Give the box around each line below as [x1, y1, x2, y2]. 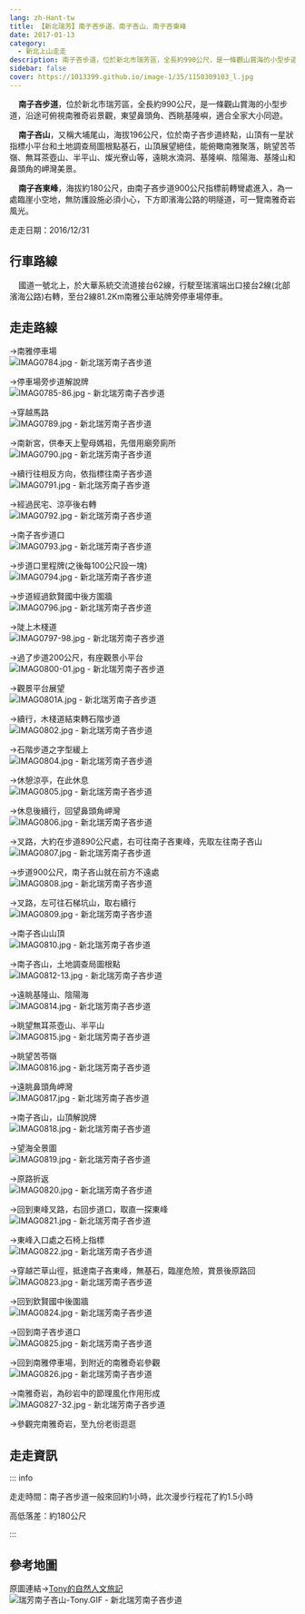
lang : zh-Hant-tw [9, 13, 75, 23]
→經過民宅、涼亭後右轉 [9, 499, 97, 510]
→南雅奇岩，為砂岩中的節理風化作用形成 [9, 1388, 161, 1399]
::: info [9, 1472, 34, 1483]
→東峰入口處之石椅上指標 [9, 1234, 105, 1245]
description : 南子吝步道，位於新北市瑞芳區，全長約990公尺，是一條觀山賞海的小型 [9, 55, 284, 64]
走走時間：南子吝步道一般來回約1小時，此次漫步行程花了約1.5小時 [9, 1491, 254, 1502]
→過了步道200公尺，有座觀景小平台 [9, 652, 143, 663]
